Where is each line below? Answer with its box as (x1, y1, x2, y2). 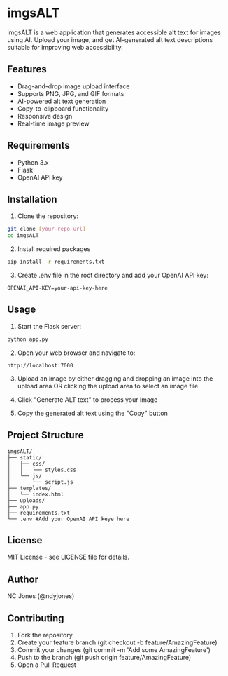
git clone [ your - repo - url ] (7, 226, 86, 233)
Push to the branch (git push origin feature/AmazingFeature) (17, 653, 192, 661)
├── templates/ (7, 485, 52, 492)
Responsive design (17, 111, 73, 120)
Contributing (7, 612, 64, 624)
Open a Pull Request (17, 661, 77, 669)
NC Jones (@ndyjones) (7, 592, 75, 600)
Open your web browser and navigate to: (17, 349, 136, 357)
